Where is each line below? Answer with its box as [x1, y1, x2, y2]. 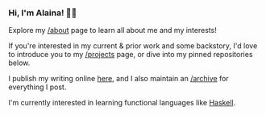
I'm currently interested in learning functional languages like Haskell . [8, 98, 236, 108]
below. [8, 58, 31, 68]
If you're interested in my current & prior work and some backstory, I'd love [8, 41, 258, 51]
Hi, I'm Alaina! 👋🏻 [8, 7, 77, 18]
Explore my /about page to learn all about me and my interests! [8, 26, 218, 35]
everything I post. [8, 82, 67, 92]
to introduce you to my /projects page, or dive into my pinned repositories [8, 50, 253, 60]
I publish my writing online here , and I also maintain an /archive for [8, 74, 229, 84]
